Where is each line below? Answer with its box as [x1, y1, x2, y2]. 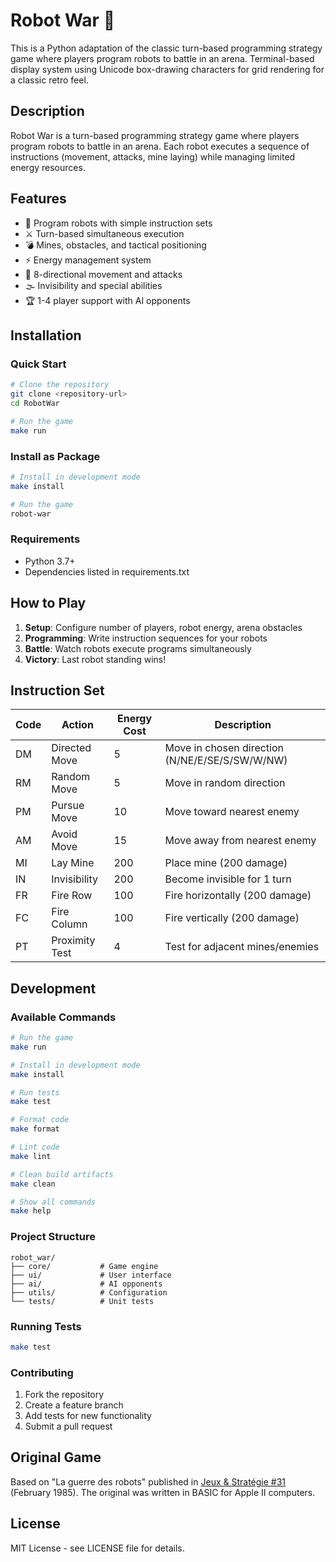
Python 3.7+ [24, 555, 76, 567]
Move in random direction [164, 776, 286, 790]
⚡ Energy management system [24, 254, 152, 266]
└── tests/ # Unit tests [10, 1296, 155, 1306]
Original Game [10, 1449, 102, 1466]
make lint [10, 1151, 52, 1161]
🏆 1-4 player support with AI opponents [24, 294, 191, 306]
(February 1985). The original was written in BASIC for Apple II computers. [10, 1486, 316, 1498]
